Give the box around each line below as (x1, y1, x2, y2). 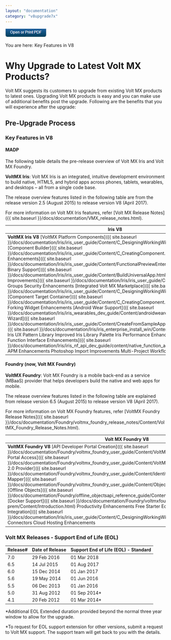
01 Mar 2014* (70, 597, 102, 603)
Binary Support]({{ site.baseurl (7, 266, 72, 272)
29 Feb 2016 (32, 554, 60, 560)
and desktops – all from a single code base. (5, 184, 97, 190)
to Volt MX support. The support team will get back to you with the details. (5, 629, 161, 635)
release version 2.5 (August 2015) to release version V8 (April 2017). (5, 199, 149, 205)
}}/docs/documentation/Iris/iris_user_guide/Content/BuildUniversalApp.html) (7, 271, 168, 278)
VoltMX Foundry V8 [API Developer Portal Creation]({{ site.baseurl (7, 444, 149, 450)
